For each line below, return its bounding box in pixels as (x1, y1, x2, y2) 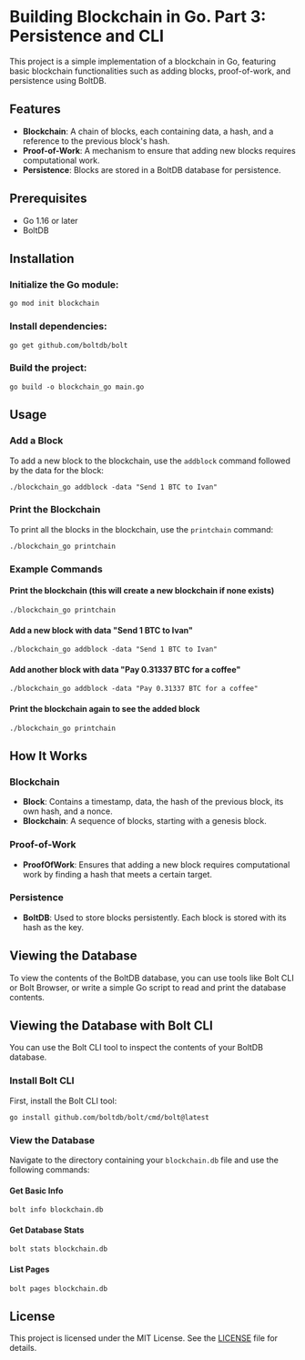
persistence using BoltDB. (9, 75, 107, 86)
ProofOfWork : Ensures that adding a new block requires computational (22, 858, 290, 870)
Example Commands (9, 563, 103, 575)
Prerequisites (9, 191, 87, 207)
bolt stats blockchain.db (9, 1244, 107, 1253)
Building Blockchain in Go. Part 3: (9, 6, 267, 27)
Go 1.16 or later (22, 215, 79, 226)
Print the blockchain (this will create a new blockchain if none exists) (9, 585, 275, 596)
